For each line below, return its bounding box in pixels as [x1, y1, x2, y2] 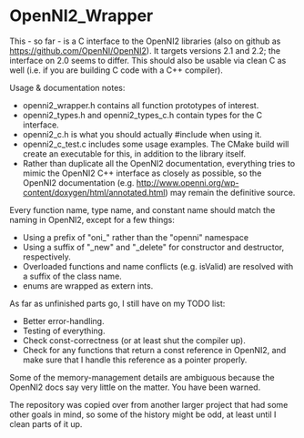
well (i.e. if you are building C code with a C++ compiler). [9, 65, 223, 76]
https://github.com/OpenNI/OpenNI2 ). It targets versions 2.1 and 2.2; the [9, 45, 280, 56]
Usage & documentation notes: [9, 82, 126, 93]
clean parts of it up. [9, 418, 83, 429]
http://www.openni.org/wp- [136, 177, 239, 188]
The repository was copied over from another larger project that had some [9, 399, 289, 410]
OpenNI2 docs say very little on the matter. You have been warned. [9, 382, 261, 392]
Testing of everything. [22, 325, 106, 336]
